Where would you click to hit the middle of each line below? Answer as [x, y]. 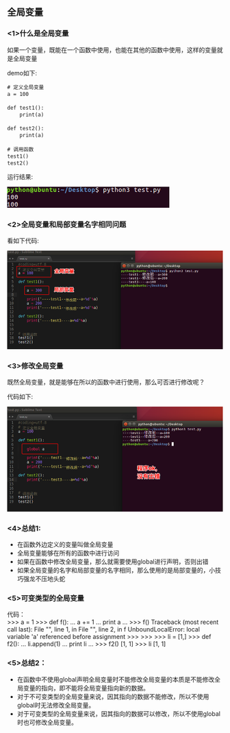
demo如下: [22, 73]
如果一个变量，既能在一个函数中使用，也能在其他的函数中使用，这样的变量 [112, 49]
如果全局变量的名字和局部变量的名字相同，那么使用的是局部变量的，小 [116, 570]
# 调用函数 [21, 149]
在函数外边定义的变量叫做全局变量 [65, 544]
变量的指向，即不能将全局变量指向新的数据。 [86, 688]
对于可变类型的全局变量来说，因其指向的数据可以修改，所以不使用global [119, 713]
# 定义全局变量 [26, 87]
